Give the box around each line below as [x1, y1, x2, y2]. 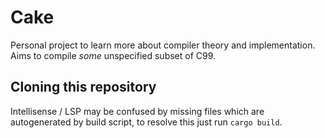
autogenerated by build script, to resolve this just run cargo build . [10, 116, 283, 128]
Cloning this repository [10, 79, 157, 96]
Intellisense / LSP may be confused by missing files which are [10, 105, 265, 117]
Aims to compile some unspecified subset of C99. [10, 49, 217, 61]
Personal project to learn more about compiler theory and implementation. [10, 39, 316, 51]
